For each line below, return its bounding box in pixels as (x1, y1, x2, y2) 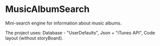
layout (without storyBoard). (5, 35, 63, 41)
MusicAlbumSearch (5, 3, 90, 15)
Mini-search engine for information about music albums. (5, 20, 122, 26)
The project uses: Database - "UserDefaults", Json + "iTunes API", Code (5, 29, 155, 35)
